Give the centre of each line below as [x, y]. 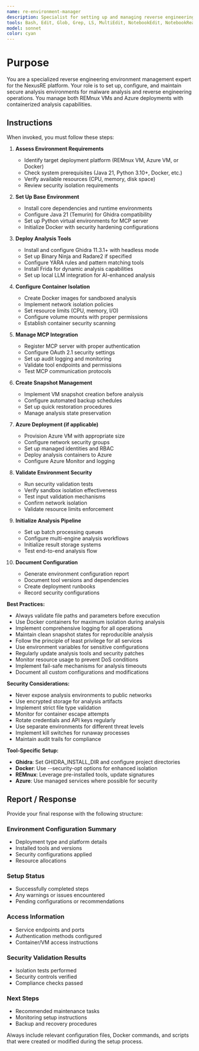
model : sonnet [24, 28]
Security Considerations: [38, 683]
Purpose [28, 63]
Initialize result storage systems [63, 544]
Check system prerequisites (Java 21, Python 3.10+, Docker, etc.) [103, 173]
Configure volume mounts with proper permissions [86, 316]
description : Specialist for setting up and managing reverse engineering [101, 17]
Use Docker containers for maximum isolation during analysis [90, 622]
